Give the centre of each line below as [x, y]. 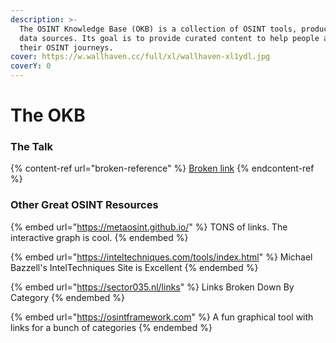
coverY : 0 [31, 66]
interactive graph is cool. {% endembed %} [99, 237]
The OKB [48, 115]
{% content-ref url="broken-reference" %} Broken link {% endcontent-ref [162, 168]
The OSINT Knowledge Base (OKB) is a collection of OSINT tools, [158, 29]
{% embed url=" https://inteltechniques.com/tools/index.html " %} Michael [161, 257]
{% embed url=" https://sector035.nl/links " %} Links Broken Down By [152, 287]
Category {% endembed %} [68, 297]
